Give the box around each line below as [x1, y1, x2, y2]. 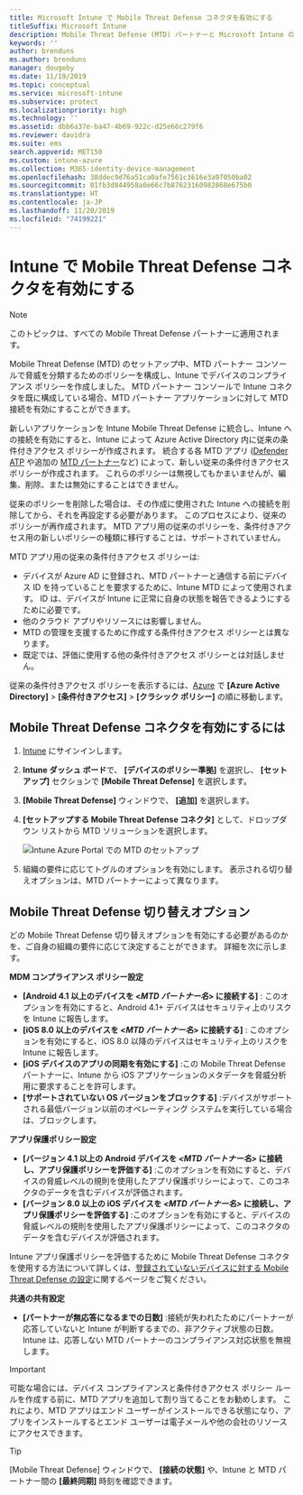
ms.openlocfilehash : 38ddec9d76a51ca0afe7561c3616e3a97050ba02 [9, 172, 252, 181]
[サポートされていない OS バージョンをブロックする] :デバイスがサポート [22, 1093, 293, 1103]
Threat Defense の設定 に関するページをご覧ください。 [9, 1274, 212, 1285]
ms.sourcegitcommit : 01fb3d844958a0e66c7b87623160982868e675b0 [9, 181, 252, 190]
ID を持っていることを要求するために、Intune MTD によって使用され [32, 581, 286, 592]
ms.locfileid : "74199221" [9, 214, 106, 224]
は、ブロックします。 [22, 1115, 102, 1126]
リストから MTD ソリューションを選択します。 [40, 826, 213, 836]
